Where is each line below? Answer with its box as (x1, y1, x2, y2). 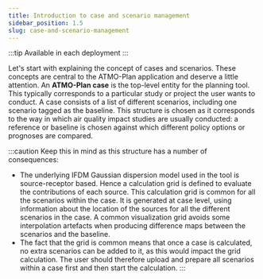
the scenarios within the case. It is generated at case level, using (19, 196, 232, 205)
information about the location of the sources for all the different (19, 204, 230, 214)
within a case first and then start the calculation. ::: (19, 263, 186, 273)
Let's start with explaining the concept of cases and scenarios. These (8, 64, 237, 73)
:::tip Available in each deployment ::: (8, 48, 129, 58)
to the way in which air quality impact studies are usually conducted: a (8, 114, 238, 124)
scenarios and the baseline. (19, 230, 110, 239)
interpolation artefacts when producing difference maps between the (19, 221, 246, 231)
